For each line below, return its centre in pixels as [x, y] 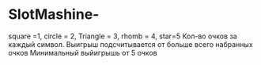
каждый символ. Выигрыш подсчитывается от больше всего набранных [130, 44]
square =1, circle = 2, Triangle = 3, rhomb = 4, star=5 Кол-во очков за [123, 36]
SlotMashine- [54, 14]
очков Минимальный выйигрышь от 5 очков [83, 52]
